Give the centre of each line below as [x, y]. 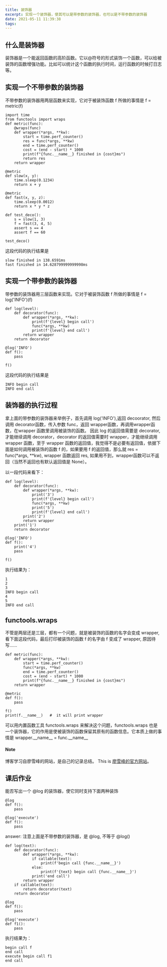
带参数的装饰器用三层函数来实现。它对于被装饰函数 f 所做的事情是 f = [76, 294]
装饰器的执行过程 [31, 405]
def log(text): [21, 846]
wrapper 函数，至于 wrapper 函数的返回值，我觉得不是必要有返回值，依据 [81, 443]
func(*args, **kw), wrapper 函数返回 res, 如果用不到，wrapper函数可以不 [80, 455]
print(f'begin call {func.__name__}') [81, 863]
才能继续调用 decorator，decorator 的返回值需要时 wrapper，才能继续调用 [81, 437]
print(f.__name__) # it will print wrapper [54, 716]
